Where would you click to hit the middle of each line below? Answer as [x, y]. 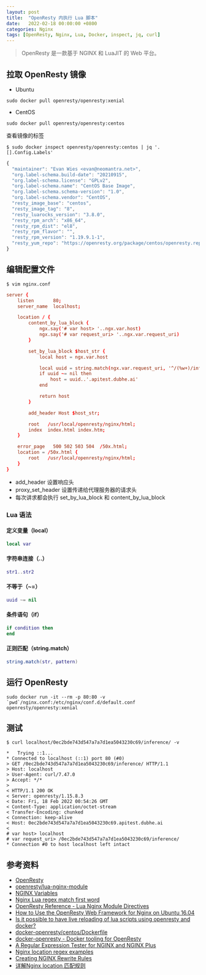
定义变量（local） [29, 530]
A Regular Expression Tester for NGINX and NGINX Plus [86, 946]
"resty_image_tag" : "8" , [44, 209]
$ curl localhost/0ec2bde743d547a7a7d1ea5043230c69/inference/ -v [93, 743]
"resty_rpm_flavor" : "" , [44, 232]
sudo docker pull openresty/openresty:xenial [65, 101]
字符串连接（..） [27, 559]
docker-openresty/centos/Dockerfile [61, 932]
